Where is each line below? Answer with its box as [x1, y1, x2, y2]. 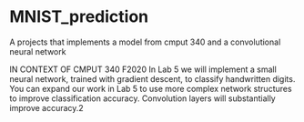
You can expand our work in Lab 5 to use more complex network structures [9, 83, 293, 94]
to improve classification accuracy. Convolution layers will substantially [9, 93, 276, 104]
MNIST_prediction [9, 6, 149, 27]
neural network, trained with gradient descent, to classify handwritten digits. [9, 73, 296, 84]
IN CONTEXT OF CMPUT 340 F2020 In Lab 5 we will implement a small [9, 64, 278, 75]
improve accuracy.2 [9, 102, 84, 113]
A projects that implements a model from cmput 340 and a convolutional [9, 36, 281, 47]
